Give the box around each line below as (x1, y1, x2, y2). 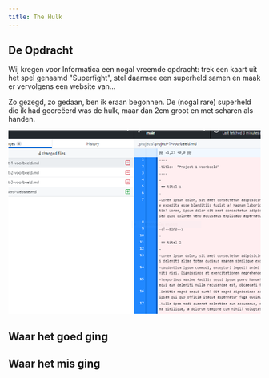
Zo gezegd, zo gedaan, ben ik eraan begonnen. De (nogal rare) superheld (8, 97, 251, 107)
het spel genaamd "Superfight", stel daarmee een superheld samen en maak (8, 73, 261, 83)
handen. (8, 115, 36, 124)
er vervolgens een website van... (8, 82, 116, 91)
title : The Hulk (8, 13, 62, 21)
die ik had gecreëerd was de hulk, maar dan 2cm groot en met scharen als (8, 106, 254, 115)
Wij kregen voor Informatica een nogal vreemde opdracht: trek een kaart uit (8, 65, 258, 74)
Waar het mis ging (8, 356, 101, 370)
